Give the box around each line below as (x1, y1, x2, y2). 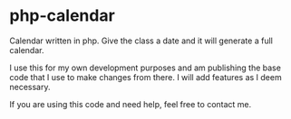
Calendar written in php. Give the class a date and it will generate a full (9, 35, 274, 46)
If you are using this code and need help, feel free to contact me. (9, 98, 252, 109)
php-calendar (9, 5, 115, 26)
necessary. (9, 81, 52, 92)
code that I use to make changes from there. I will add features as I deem (9, 71, 283, 82)
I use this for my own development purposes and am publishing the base (9, 62, 281, 73)
